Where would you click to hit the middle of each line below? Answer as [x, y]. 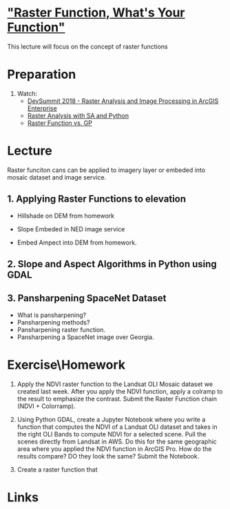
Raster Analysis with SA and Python [78, 115]
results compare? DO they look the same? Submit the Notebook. [108, 456]
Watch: [27, 93]
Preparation [42, 75]
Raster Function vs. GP [60, 123]
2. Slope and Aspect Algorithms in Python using [112, 264]
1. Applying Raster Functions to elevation [97, 199]
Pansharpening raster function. [61, 329]
